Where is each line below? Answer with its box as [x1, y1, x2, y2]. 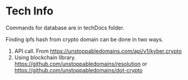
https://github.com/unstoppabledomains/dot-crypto [14, 66, 143, 73]
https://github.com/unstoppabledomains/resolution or [14, 60, 148, 67]
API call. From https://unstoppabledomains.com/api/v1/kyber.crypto [14, 47, 182, 55]
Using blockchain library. [14, 54, 76, 61]
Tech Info [5, 4, 53, 18]
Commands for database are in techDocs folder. [5, 24, 124, 31]
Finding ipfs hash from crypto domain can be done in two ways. [5, 35, 163, 43]
